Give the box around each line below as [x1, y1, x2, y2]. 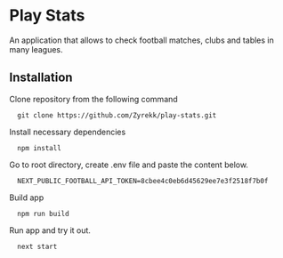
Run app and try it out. [9, 224, 92, 236]
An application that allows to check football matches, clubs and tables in [9, 35, 274, 45]
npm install [17, 143, 62, 152]
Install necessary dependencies [9, 126, 126, 137]
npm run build [17, 209, 69, 218]
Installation [9, 70, 73, 85]
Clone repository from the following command [9, 93, 178, 104]
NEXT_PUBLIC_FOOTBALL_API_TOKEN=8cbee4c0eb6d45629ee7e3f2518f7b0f [17, 176, 269, 185]
